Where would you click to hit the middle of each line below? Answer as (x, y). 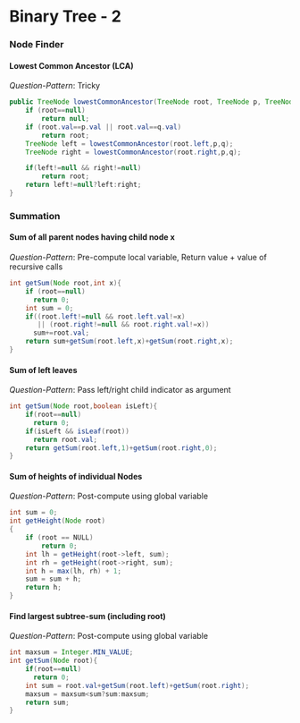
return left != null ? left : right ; (83, 185)
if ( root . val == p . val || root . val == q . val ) (104, 127)
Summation (35, 216)
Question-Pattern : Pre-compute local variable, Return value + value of (138, 258)
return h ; (44, 588)
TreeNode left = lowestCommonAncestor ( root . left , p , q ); (129, 144)
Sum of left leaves (43, 370)
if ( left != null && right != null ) (83, 168)
